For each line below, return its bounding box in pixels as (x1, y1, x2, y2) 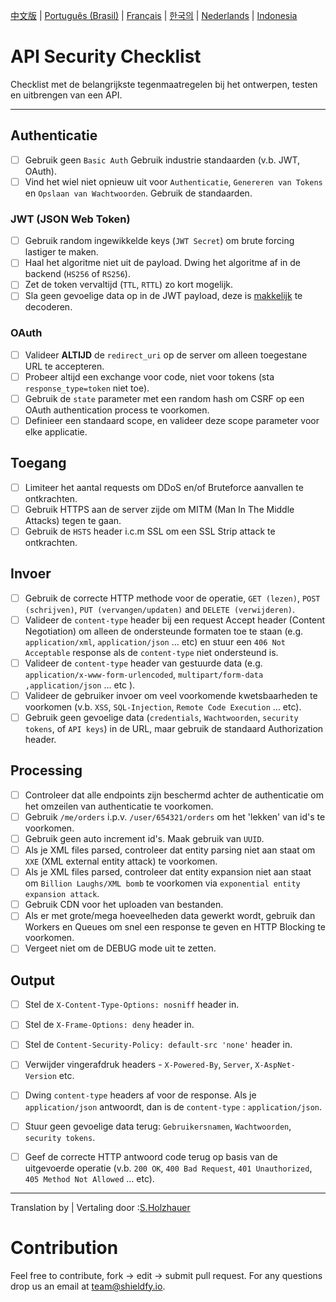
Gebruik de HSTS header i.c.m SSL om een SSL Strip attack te (24, 525, 276, 537)
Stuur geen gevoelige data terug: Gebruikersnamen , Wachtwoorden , (24, 1120, 292, 1132)
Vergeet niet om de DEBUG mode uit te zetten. (24, 942, 217, 954)
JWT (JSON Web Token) (10, 212, 131, 226)
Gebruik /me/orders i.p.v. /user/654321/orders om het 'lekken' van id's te (24, 810, 326, 823)
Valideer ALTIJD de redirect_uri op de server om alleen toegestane (24, 349, 308, 361)
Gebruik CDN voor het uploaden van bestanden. (24, 899, 224, 911)
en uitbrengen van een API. (10, 89, 123, 101)
